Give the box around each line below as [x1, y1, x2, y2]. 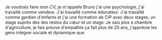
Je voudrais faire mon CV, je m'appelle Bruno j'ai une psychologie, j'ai [5, 4, 145, 10]
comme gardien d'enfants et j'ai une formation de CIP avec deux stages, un [5, 14, 156, 20]
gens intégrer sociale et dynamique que [5, 30, 85, 35]
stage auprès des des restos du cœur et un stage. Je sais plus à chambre [5, 19, 152, 25]
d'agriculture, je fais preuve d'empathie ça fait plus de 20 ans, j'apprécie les [5, 25, 157, 30]
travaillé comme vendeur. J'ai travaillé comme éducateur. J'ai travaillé [5, 9, 145, 15]
